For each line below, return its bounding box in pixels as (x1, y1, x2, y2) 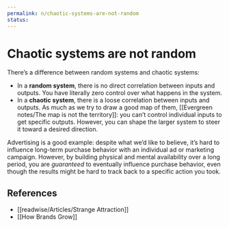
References (7, 187, 57, 199)
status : (7, 16, 29, 23)
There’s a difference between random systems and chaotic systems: (7, 68, 200, 77)
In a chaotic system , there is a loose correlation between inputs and (16, 96, 210, 105)
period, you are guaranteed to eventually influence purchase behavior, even (7, 160, 221, 168)
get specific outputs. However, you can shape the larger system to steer (16, 118, 221, 126)
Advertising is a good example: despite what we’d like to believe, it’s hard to (7, 138, 220, 147)
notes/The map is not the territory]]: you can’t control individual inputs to (16, 111, 222, 119)
